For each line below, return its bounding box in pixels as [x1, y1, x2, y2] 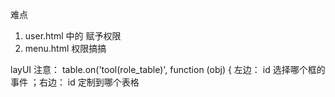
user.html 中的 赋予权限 [24, 30, 122, 42]
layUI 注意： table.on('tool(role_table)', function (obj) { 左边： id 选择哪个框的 [10, 64, 326, 75]
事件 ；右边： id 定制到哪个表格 [10, 76, 140, 88]
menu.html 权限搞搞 [24, 43, 107, 54]
